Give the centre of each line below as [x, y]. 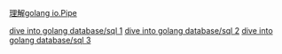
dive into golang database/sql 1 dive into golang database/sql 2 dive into [141, 31]
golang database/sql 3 [50, 40]
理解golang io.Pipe [43, 13]
